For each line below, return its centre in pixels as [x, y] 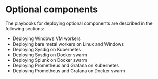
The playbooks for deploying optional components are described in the [79, 23]
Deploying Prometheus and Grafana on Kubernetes [66, 65]
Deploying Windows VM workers [46, 38]
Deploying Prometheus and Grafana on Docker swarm [69, 71]
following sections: [25, 28]
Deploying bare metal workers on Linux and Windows [68, 44]
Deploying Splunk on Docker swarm [50, 60]
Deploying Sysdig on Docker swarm [50, 55]
